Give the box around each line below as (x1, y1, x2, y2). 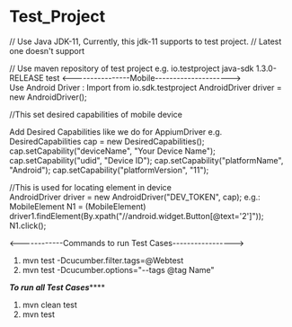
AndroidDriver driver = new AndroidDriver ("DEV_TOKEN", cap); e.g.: (9, 191, 261, 202)
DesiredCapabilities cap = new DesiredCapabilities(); (9, 136, 205, 146)
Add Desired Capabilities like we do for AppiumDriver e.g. (9, 126, 223, 137)
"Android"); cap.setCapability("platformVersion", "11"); (9, 164, 209, 175)
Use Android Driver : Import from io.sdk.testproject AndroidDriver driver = (9, 82, 282, 93)
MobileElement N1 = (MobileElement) (9, 200, 146, 212)
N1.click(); (9, 220, 47, 231)
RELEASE (9, 72, 44, 83)
